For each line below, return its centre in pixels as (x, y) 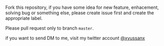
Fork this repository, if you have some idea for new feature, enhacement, (82, 7)
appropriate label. (24, 18)
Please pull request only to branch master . (49, 28)
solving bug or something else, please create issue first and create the (80, 13)
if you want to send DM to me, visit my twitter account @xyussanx (75, 38)
